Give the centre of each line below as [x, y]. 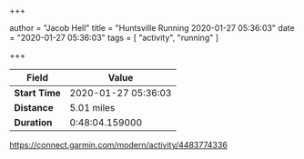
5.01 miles [92, 108]
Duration [33, 122]
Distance [34, 108]
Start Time [37, 93]
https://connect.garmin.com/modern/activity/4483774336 [118, 145]
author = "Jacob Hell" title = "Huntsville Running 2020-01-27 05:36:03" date [152, 28]
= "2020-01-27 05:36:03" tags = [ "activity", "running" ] [114, 38]
